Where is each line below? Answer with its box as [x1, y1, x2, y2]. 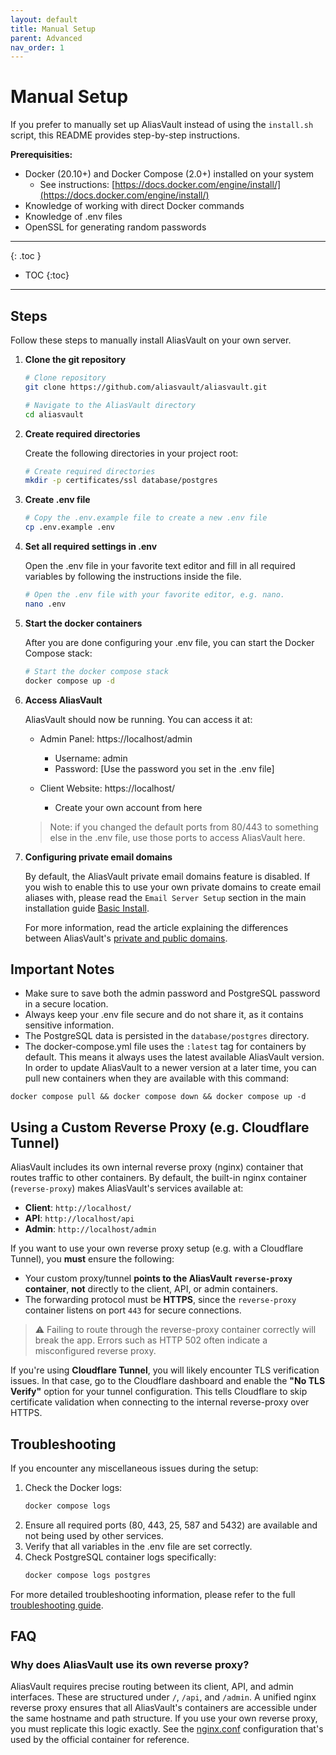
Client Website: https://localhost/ [39, 782, 176, 794]
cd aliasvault [24, 409, 84, 420]
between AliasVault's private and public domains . [24, 932, 228, 944]
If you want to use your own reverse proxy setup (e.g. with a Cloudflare [10, 1242, 304, 1255]
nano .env [24, 599, 67, 609]
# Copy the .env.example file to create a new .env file [24, 513, 268, 523]
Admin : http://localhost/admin [24, 1223, 157, 1235]
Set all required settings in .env [24, 541, 158, 552]
